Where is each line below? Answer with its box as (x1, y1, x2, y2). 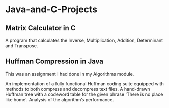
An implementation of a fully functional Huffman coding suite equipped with (5, 80, 164, 87)
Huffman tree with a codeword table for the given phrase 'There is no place (5, 91, 163, 97)
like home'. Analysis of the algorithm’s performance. (5, 96, 115, 102)
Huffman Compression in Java (5, 57, 103, 66)
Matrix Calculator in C (5, 24, 76, 32)
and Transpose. (5, 43, 38, 49)
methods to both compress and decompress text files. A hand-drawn (5, 86, 150, 92)
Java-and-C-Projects (5, 4, 98, 15)
